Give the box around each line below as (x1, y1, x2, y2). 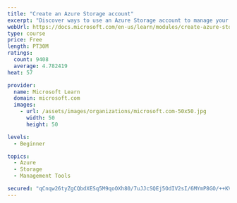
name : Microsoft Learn (13, 89, 80, 96)
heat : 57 (7, 69, 33, 76)
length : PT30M (7, 43, 49, 50)
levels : (7, 133, 30, 140)
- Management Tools (13, 173, 71, 180)
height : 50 (25, 121, 59, 128)
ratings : (7, 50, 33, 57)
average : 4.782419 (13, 63, 68, 70)
